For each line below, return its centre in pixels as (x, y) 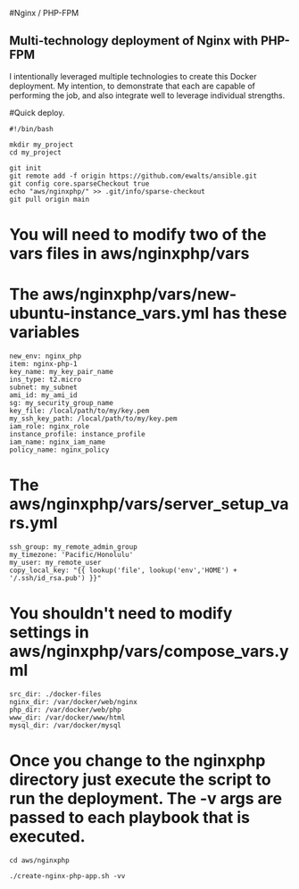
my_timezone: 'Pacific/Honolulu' (71, 554)
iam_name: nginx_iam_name (57, 442)
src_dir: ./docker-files (55, 694)
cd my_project (36, 152)
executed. (48, 836)
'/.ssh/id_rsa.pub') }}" (55, 578)
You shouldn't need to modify (121, 614)
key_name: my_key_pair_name (62, 371)
